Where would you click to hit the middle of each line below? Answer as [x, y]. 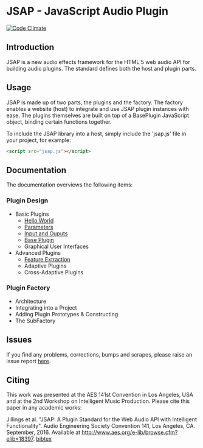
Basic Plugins [32, 214]
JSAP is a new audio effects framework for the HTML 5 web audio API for [98, 62]
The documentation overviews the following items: [70, 185]
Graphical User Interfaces [57, 246]
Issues [19, 340]
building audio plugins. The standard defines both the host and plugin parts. [101, 68]
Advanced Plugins [38, 253]
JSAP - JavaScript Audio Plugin [88, 11]
